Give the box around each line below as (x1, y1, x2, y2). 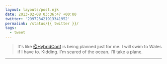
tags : (5, 26, 16, 31)
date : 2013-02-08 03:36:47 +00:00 (5, 12, 77, 17)
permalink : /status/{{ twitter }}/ (5, 21, 79, 26)
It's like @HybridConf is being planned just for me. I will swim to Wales (17, 44, 162, 49)
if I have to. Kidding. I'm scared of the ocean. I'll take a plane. (17, 49, 143, 55)
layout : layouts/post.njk (5, 7, 59, 12)
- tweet (9, 30, 26, 35)
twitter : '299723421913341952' (5, 16, 70, 21)
